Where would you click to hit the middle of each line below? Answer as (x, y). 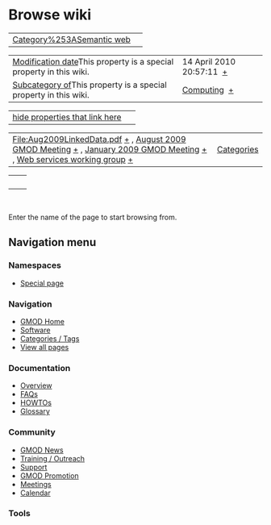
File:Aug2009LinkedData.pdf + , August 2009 (100, 139)
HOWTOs (36, 403)
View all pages (44, 347)
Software (35, 330)
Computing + (208, 90)
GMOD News (42, 450)
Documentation (40, 368)
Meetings (35, 484)
